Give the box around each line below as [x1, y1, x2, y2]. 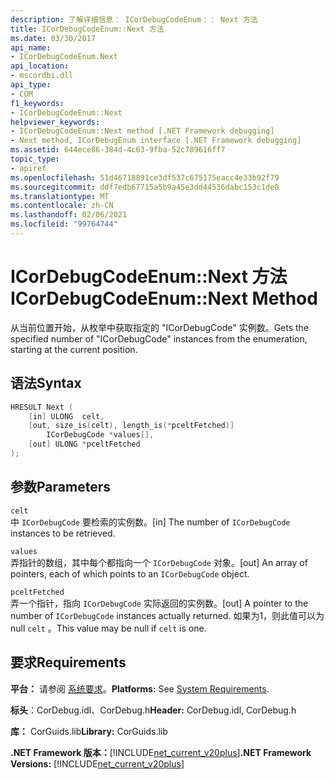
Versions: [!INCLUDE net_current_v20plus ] [10, 757, 185, 770]
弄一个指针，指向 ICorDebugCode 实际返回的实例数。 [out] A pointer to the [10, 597, 309, 609]
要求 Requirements [10, 654, 127, 671]
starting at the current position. [10, 343, 138, 355]
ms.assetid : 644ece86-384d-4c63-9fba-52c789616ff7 [10, 145, 226, 155]
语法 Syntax [10, 375, 82, 392]
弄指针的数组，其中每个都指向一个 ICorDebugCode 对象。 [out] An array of [10, 556, 308, 568]
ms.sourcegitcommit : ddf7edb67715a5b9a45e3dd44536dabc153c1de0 [10, 182, 280, 192]
